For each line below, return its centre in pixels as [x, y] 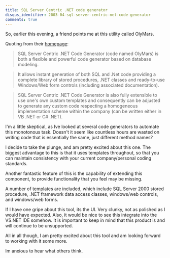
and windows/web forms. [32, 200]
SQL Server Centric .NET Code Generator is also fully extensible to [87, 95]
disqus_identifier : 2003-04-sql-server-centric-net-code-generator [78, 15]
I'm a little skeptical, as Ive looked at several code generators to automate [82, 127]
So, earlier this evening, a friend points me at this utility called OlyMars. [80, 34]
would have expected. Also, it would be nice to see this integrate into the [81, 215]
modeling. [28, 65]
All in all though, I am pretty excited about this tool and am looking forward [83, 236]
